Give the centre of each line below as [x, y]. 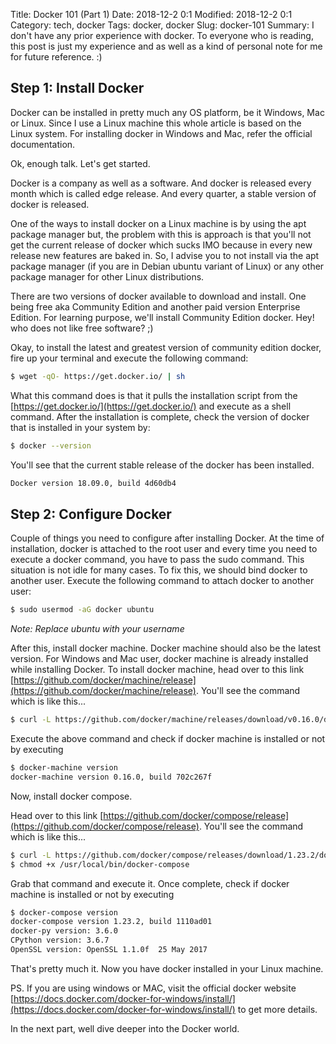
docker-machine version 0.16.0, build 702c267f [111, 777]
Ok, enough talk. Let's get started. [80, 163]
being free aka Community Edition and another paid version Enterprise [155, 306]
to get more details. [277, 1009]
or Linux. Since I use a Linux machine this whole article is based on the [156, 123]
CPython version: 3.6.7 [60, 940]
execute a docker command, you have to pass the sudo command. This [157, 560]
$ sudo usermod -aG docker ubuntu [82, 610]
